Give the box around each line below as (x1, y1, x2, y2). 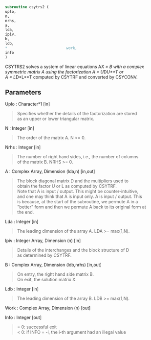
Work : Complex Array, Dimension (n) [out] (5, 305, 91, 311)
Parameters (5, 88, 42, 97)
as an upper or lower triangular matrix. (17, 116, 94, 122)
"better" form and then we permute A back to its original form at (17, 204, 146, 210)
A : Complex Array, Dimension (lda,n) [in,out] (5, 169, 95, 174)
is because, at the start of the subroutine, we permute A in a (17, 199, 138, 205)
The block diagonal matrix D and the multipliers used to (17, 178, 129, 184)
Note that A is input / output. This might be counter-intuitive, (17, 189, 138, 194)
